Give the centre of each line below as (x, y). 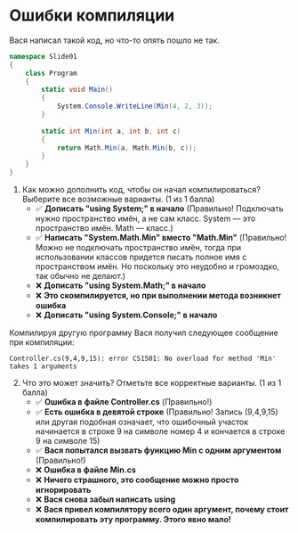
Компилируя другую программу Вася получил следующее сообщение (144, 333)
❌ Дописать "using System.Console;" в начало (126, 315)
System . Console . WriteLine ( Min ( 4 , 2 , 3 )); (135, 107)
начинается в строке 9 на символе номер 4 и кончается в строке (160, 431)
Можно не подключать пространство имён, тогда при (138, 248)
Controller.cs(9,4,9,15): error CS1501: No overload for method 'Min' (143, 359)
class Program (51, 73)
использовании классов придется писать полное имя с (141, 257)
